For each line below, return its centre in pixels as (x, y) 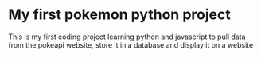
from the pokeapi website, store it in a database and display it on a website (131, 44)
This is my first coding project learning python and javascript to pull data (127, 37)
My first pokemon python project (119, 15)
